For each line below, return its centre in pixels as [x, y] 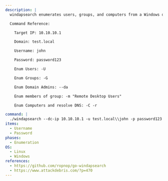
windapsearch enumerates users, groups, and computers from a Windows [85, 15]
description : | [21, 10]
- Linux [18, 152]
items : [12, 124]
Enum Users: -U [30, 69]
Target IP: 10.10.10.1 [38, 33]
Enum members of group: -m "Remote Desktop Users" [68, 96]
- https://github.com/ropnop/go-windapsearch [58, 166]
